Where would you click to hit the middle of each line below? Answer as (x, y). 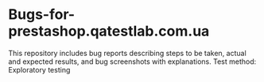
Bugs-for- (42, 15)
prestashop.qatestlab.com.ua (109, 31)
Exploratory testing (39, 69)
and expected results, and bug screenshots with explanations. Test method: (132, 61)
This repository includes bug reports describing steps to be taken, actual (127, 53)
